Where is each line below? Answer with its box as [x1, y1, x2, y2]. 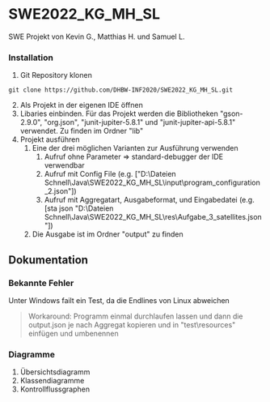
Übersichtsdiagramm [19, 367, 91, 377]
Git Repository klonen [19, 71, 93, 80]
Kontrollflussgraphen [19, 384, 91, 394]
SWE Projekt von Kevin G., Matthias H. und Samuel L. [8, 32, 185, 41]
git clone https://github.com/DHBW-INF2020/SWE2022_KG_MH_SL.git [8, 86, 233, 94]
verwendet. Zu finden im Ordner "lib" [19, 126, 144, 136]
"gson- [219, 109, 244, 118]
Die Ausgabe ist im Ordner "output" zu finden [32, 229, 184, 239]
